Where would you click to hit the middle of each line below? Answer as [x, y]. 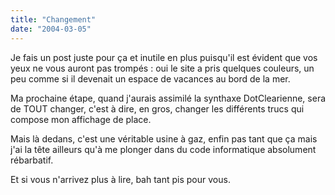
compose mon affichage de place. [81, 119]
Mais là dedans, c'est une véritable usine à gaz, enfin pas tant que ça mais [164, 138]
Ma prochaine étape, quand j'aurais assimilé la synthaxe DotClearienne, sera [168, 98]
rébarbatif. [32, 160]
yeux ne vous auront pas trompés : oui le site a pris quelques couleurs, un [162, 68]
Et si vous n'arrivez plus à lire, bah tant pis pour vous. [120, 179]
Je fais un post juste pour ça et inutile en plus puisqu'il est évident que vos [164, 57]
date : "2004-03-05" [51, 29]
